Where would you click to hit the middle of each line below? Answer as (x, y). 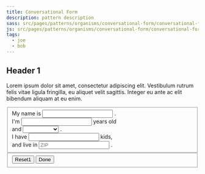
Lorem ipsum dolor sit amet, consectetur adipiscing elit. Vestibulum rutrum (100, 85)
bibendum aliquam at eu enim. (44, 98)
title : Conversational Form (42, 12)
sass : (13, 23)
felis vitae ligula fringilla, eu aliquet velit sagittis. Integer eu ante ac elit (94, 92)
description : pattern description (50, 18)
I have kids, (62, 136)
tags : (13, 35)
